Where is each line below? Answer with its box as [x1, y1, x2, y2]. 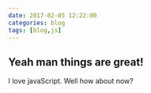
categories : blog [8, 19, 66, 27]
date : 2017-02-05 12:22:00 [8, 11, 97, 20]
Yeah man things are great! [8, 55, 144, 69]
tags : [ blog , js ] [8, 26, 62, 34]
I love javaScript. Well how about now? [8, 76, 134, 86]
